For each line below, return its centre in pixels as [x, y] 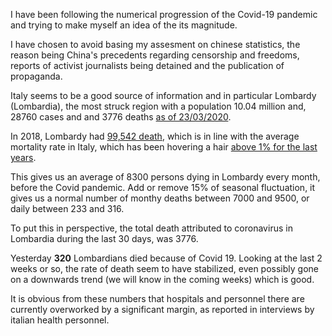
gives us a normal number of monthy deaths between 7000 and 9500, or [160, 198]
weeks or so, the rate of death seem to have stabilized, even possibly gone [165, 268]
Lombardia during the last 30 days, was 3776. [104, 238]
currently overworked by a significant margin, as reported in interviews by [162, 309]
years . [23, 157]
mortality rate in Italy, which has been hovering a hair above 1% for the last [164, 147]
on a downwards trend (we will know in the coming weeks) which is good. [162, 279]
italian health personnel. [60, 320]
